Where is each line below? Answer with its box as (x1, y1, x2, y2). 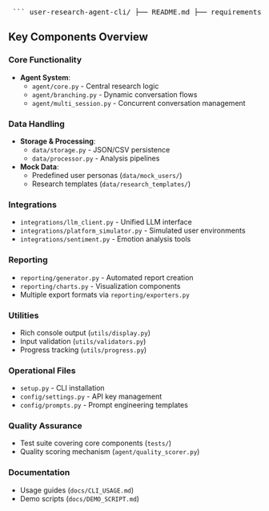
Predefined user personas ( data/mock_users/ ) (31, 170, 183, 180)
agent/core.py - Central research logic (31, 81, 159, 91)
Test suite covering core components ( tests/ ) (19, 438, 172, 448)
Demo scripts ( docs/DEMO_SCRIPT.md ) (19, 493, 140, 503)
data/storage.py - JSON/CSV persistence (31, 144, 171, 154)
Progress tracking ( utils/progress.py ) (19, 345, 147, 355)
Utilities (8, 310, 39, 321)
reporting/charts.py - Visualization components (19, 281, 181, 290)
